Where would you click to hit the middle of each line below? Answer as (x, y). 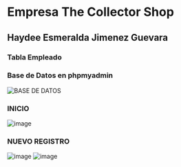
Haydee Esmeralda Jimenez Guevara (88, 38)
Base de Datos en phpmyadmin (60, 75)
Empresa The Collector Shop (90, 12)
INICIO (18, 108)
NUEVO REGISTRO (39, 141)
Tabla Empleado (34, 57)
